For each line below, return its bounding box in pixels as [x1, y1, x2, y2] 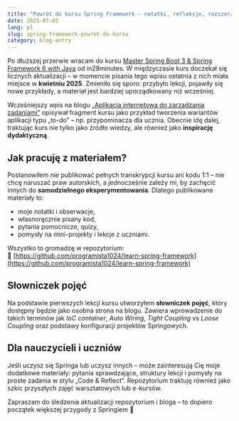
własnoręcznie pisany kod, [17, 215, 96, 223]
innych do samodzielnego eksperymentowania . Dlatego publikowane [7, 186, 213, 194]
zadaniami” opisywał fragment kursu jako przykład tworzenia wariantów [7, 108, 218, 117]
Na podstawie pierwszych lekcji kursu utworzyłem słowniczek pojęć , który [7, 298, 228, 307]
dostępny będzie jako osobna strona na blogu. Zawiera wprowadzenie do [7, 306, 223, 315]
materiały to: [7, 193, 44, 202]
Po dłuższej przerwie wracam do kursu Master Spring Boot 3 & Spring [7, 56, 213, 65]
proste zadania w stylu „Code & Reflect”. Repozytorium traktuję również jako [7, 376, 231, 385]
